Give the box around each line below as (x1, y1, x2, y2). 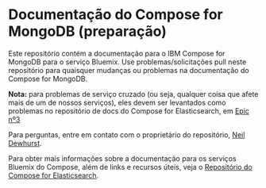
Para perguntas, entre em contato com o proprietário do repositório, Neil (8, 129, 245, 140)
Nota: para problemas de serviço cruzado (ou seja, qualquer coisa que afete (8, 89, 259, 98)
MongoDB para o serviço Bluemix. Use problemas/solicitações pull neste (8, 57, 247, 67)
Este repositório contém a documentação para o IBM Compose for (8, 48, 226, 58)
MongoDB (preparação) (8, 22, 167, 40)
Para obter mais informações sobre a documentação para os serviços (8, 153, 237, 163)
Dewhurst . (8, 138, 42, 148)
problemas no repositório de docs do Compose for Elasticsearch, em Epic (8, 106, 250, 116)
